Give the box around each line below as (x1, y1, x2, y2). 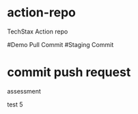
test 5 (7, 100, 23, 109)
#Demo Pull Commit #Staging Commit (7, 40, 114, 48)
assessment (7, 87, 41, 95)
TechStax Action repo (7, 27, 68, 35)
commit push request (7, 65, 131, 80)
